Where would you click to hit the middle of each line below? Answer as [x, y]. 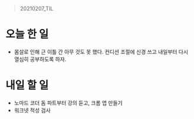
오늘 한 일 [27, 34]
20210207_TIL [37, 9]
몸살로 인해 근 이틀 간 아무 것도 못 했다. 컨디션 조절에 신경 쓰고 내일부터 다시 [101, 52]
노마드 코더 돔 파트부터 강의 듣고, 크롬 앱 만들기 [68, 102]
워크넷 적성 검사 [32, 110]
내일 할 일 [27, 86]
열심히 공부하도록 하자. [40, 59]
